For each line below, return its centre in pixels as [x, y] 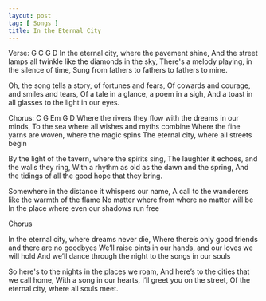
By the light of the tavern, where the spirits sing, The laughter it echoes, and [133, 159]
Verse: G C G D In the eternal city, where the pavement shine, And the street [133, 53]
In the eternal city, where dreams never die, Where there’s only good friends [133, 240]
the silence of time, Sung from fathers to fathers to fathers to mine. [118, 70]
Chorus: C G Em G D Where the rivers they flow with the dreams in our [124, 118]
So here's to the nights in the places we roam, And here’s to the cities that [129, 271]
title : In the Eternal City [55, 30]
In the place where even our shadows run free [84, 208]
